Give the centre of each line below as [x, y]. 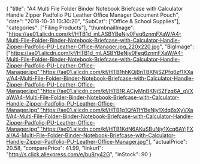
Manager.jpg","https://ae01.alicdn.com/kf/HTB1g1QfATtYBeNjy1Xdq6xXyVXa [100, 110]
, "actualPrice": [169, 142]
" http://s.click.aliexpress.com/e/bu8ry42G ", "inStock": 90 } [79, 154]
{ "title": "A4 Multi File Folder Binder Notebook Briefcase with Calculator [95, 9]
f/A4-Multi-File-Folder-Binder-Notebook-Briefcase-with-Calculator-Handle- [100, 116]
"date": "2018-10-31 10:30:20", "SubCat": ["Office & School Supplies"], [93, 21]
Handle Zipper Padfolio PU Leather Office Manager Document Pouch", [93, 15]
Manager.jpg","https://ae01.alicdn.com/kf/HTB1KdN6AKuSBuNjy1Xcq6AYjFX [100, 129]
